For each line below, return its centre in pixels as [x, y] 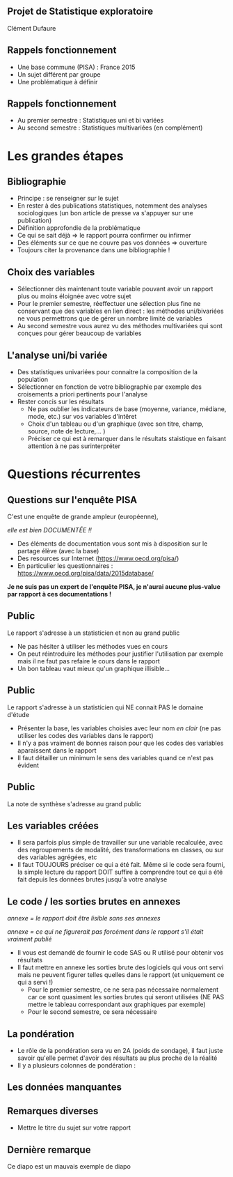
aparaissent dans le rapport [57, 750]
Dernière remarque [49, 1149]
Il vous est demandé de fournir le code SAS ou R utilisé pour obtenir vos [120, 953]
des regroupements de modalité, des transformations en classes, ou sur [120, 850]
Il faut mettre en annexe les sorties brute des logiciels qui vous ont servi [120, 967]
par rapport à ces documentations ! [59, 594]
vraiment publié [30, 939]
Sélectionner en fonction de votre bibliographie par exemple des [109, 387]
